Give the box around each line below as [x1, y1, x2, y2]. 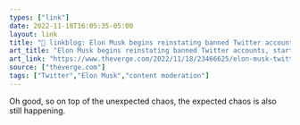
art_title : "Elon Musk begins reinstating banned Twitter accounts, [9, 46, 270, 55]
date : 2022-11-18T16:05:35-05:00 [9, 21, 134, 30]
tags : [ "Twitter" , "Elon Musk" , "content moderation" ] [9, 71, 210, 80]
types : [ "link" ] [9, 12, 70, 22]
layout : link [9, 29, 58, 38]
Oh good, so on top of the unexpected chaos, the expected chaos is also [9, 96, 277, 106]
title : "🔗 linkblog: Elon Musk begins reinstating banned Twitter [9, 37, 262, 47]
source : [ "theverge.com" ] [9, 63, 105, 72]
